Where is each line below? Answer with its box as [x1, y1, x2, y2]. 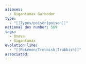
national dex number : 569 [5, 25, 57, 30]
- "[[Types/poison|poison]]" [9, 20, 69, 26]
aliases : [5, 7, 23, 12]
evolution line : [5, 43, 38, 48]
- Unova [9, 34, 25, 39]
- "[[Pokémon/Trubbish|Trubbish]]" [9, 47, 82, 52]
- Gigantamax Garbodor [9, 12, 55, 16]
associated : [5, 51, 29, 57]
